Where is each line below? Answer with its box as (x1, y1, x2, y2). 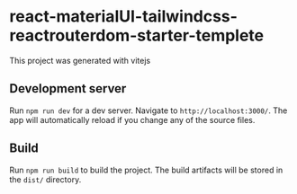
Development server (9, 81, 127, 96)
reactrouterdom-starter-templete (9, 25, 265, 46)
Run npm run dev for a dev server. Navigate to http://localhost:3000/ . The (9, 105, 288, 116)
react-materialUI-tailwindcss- (9, 6, 238, 27)
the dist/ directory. (9, 173, 82, 185)
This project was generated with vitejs (9, 55, 151, 66)
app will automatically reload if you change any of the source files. (9, 114, 256, 125)
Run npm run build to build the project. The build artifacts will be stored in (9, 164, 283, 175)
